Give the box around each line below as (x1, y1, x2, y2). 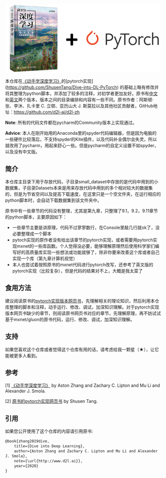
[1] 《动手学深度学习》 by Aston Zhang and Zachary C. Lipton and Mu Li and (5, 382, 161, 388)
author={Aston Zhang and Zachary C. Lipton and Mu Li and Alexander (14, 449, 158, 454)
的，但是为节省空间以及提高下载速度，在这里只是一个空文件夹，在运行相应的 (5, 191, 161, 197)
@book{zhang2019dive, (5, 439, 50, 444)
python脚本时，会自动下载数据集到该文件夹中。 (5, 197, 102, 203)
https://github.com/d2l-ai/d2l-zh (14, 109, 80, 115)
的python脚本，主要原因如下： (5, 214, 67, 220)
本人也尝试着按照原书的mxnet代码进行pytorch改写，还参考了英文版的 (12, 262, 154, 267)
